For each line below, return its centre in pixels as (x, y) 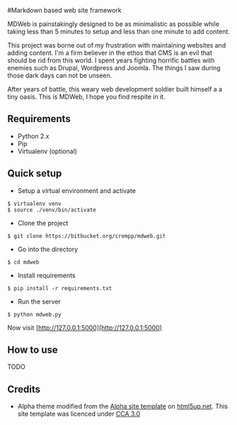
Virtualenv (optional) (47, 151)
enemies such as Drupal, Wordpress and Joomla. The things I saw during (114, 68)
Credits (24, 389)
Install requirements (46, 275)
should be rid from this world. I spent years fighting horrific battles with (111, 60)
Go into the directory (48, 249)
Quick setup (35, 173)
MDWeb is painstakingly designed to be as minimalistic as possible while (113, 24)
